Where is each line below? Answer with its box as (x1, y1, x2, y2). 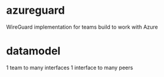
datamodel (6, 44, 61, 58)
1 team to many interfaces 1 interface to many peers (6, 64, 133, 71)
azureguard (6, 4, 65, 17)
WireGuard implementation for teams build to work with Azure (6, 23, 158, 30)
